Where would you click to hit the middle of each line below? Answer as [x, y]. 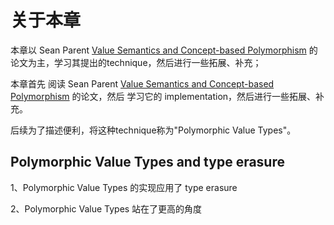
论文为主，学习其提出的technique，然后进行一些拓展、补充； [136, 62]
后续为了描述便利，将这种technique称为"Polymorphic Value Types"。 [153, 130]
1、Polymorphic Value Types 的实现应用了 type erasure [124, 187]
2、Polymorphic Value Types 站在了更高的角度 [106, 208]
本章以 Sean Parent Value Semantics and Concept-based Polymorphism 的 [164, 50]
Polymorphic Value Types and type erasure [147, 162]
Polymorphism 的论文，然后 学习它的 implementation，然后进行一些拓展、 [163, 96]
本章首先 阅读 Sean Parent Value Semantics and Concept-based [142, 83]
